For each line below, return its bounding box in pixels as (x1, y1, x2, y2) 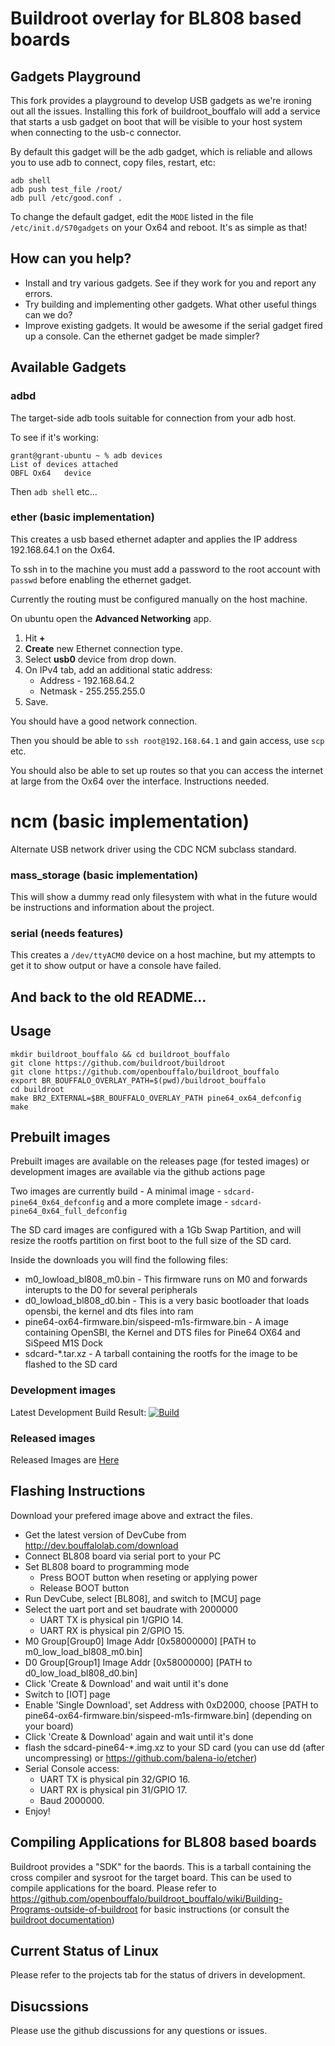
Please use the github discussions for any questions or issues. (10, 2025, 268, 2037)
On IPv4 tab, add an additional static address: (24, 663, 213, 676)
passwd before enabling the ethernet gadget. (10, 573, 192, 586)
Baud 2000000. (39, 1794, 105, 1806)
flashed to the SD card (24, 1358, 118, 1371)
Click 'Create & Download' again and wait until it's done (24, 1730, 254, 1742)
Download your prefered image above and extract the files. (10, 1509, 253, 1521)
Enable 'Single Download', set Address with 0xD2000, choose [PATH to (24, 1698, 319, 1711)
